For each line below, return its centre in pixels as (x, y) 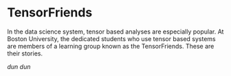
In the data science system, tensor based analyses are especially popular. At (115, 31)
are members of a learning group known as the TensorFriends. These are (111, 46)
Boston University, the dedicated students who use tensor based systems (111, 38)
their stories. (25, 53)
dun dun (19, 66)
